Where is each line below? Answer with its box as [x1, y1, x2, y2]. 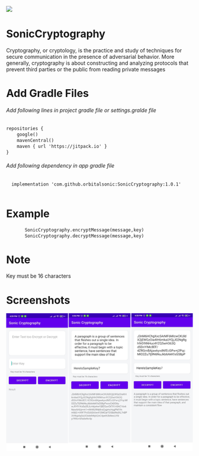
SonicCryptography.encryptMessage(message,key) [24, 227, 145, 233]
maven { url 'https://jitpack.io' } [17, 143, 108, 150]
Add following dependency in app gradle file [6, 162, 115, 169]
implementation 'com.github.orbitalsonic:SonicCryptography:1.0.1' [11, 181, 182, 187]
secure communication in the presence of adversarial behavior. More [6, 53, 175, 60]
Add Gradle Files [6, 87, 89, 100]
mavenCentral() [17, 137, 54, 144]
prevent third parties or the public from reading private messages [6, 65, 166, 73]
